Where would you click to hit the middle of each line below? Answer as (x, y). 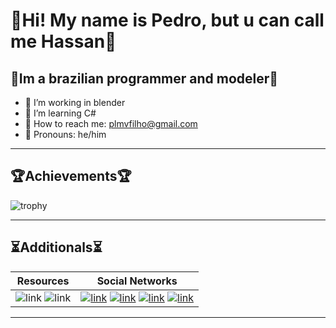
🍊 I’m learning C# (60, 113)
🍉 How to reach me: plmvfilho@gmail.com (111, 123)
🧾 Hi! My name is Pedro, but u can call (167, 20)
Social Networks (137, 281)
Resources (43, 281)
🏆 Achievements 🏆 (71, 176)
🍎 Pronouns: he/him (65, 134)
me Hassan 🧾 (63, 41)
